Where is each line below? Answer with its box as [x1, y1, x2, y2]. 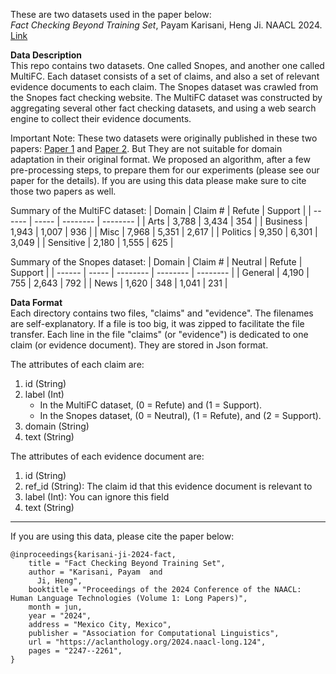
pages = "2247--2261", [28, 646, 123, 656]
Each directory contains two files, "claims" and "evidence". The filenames [10, 307, 314, 319]
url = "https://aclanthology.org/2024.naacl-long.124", [28, 637, 267, 647]
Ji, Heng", [36, 576, 83, 586]
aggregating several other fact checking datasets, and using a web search [10, 102, 317, 114]
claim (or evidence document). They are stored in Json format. [10, 339, 269, 351]
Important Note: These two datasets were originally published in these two [10, 132, 318, 144]
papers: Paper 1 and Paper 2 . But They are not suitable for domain [10, 143, 283, 154]
